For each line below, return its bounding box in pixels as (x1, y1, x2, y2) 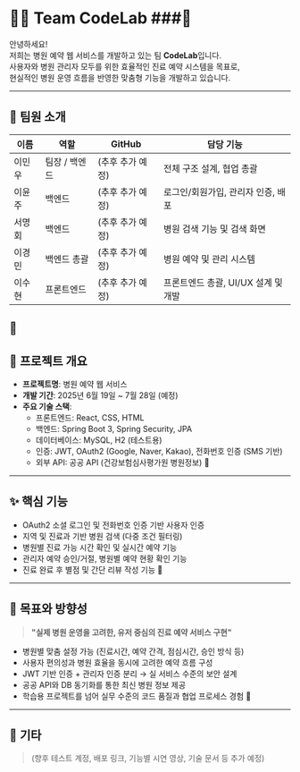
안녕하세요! (9, 38, 48, 49)
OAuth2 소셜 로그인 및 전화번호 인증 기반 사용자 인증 (21, 519, 205, 530)
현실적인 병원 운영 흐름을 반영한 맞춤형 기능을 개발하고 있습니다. (9, 72, 231, 83)
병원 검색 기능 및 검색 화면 (163, 223, 266, 235)
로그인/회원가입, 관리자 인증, (163, 185, 275, 198)
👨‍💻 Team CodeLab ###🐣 (9, 8, 192, 29)
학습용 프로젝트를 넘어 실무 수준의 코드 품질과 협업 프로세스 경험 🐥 (21, 691, 252, 701)
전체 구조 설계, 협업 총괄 (163, 162, 258, 174)
